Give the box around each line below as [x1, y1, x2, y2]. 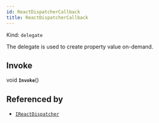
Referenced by [6, 94, 63, 104]
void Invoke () [6, 76, 40, 84]
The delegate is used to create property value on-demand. [6, 43, 154, 50]
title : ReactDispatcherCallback [6, 15, 88, 21]
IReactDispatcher [15, 111, 60, 118]
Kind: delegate [6, 31, 43, 38]
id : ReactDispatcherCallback [6, 8, 80, 15]
